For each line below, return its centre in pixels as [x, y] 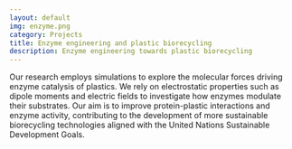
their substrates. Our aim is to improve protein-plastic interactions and [140, 106]
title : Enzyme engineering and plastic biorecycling [111, 43]
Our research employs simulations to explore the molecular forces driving [146, 77]
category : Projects [46, 34]
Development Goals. [47, 135]
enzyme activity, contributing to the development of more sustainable [139, 116]
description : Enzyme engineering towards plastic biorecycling [131, 51]
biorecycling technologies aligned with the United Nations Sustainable [140, 125]
